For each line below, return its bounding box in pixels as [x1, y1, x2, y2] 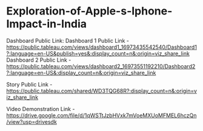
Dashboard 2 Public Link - [6, 56, 72, 63]
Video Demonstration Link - [6, 105, 75, 112]
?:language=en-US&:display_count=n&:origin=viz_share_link [6, 69, 156, 76]
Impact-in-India [6, 17, 87, 31]
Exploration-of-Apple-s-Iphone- [6, 4, 173, 18]
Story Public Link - [6, 80, 53, 88]
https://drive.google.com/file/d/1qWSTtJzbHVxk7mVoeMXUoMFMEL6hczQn [6, 112, 197, 119]
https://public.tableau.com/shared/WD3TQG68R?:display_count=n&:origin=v [6, 87, 197, 94]
